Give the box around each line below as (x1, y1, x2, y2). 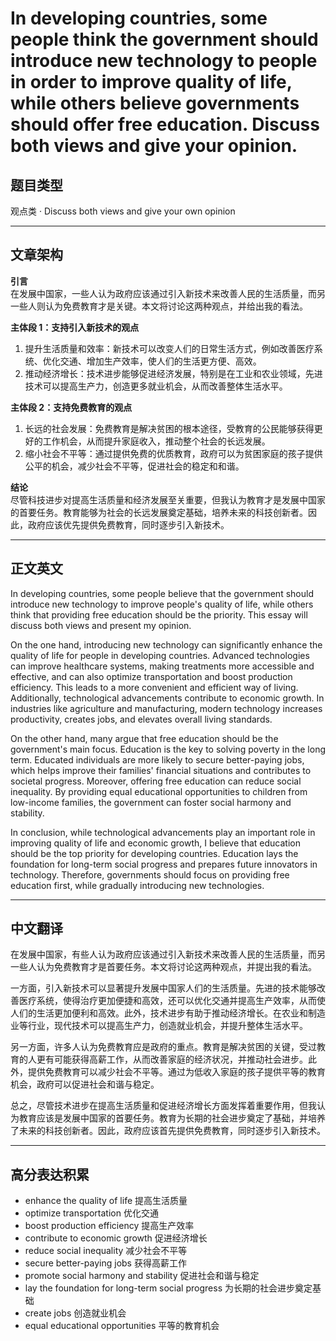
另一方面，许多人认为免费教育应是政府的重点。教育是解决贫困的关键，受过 (10, 1041, 317, 1053)
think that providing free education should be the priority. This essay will (10, 608, 308, 621)
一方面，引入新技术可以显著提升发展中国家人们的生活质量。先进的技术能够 (10, 982, 317, 994)
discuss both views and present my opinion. (10, 619, 192, 631)
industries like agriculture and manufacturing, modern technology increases (10, 702, 323, 714)
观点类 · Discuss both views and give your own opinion (10, 205, 236, 217)
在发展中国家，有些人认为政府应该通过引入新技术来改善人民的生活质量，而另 (10, 948, 326, 961)
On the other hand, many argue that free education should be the (10, 732, 279, 744)
